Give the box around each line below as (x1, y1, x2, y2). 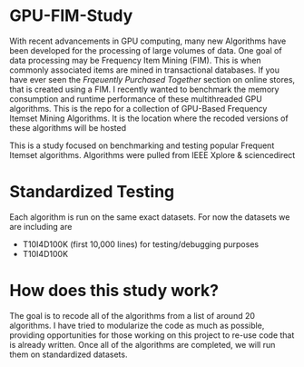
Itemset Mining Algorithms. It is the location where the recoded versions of (9, 113, 289, 124)
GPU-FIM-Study (9, 5, 133, 26)
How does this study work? (9, 281, 220, 301)
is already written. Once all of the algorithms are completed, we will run (9, 339, 276, 350)
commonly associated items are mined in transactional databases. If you (9, 64, 279, 75)
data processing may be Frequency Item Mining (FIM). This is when (9, 55, 261, 65)
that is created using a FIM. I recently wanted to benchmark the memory (9, 84, 279, 94)
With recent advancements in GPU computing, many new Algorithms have (9, 35, 287, 46)
